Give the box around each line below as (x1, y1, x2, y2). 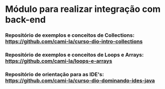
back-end (5, 14, 46, 25)
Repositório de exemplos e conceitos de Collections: (5, 32, 135, 39)
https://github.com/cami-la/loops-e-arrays (5, 58, 113, 65)
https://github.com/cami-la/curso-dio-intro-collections (5, 38, 143, 45)
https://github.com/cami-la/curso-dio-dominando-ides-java (5, 77, 155, 84)
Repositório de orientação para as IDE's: (5, 71, 104, 78)
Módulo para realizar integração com (5, 3, 161, 15)
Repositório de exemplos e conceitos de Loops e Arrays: (5, 51, 144, 58)
